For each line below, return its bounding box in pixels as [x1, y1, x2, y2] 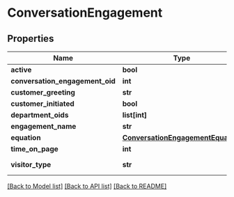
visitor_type [10, 160, 52, 169]
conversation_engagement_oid [10, 77, 116, 86]
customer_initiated [10, 99, 75, 109]
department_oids [10, 110, 69, 120]
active [10, 65, 32, 74]
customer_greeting [10, 88, 75, 97]
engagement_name [10, 122, 77, 131]
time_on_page [10, 144, 59, 154]
